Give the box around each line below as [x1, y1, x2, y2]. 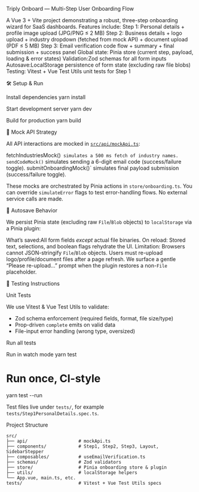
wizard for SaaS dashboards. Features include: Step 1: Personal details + [6, 23, 185, 30]
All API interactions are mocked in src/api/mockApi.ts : [6, 140, 140, 147]
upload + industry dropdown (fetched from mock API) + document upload [6, 36, 188, 43]
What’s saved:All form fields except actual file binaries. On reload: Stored [6, 236, 186, 244]
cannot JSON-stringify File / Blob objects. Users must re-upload [6, 249, 163, 256]
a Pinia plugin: [6, 225, 41, 232]
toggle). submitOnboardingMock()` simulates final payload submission [6, 164, 179, 172]
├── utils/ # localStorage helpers [6, 469, 137, 476]
